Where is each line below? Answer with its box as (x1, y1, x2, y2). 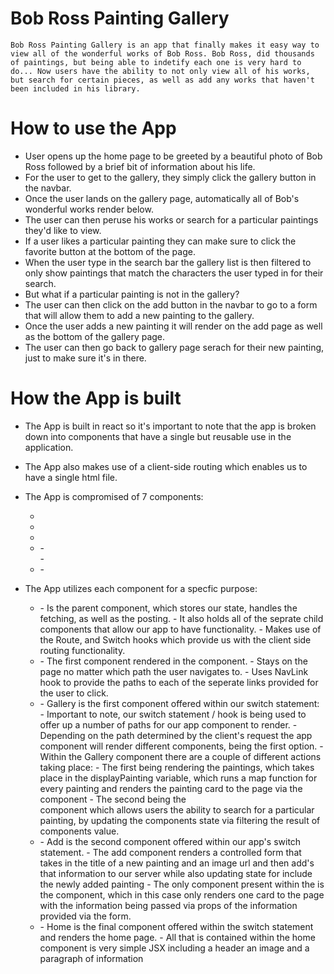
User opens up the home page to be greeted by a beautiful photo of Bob (24, 150, 323, 162)
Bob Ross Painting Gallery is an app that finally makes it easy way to (10, 40, 320, 50)
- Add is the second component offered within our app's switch (39, 835, 302, 847)
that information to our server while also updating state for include (39, 867, 313, 879)
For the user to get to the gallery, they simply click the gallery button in (24, 171, 317, 183)
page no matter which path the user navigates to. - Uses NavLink (39, 665, 309, 677)
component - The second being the (39, 793, 187, 805)
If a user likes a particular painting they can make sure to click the (24, 235, 297, 247)
